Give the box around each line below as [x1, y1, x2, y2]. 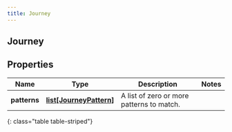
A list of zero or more [120, 91, 189, 100]
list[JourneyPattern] [46, 95, 115, 104]
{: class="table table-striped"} [7, 117, 93, 125]
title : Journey [7, 10, 51, 17]
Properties [7, 59, 54, 71]
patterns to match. [120, 99, 181, 109]
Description [137, 79, 177, 89]
